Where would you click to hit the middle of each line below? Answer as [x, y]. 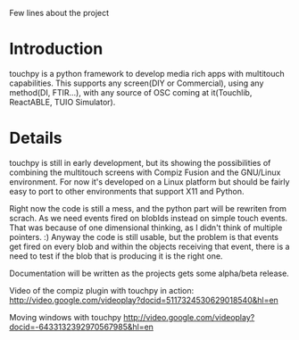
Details [36, 138]
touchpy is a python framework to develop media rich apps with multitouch [147, 73]
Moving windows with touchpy [66, 317]
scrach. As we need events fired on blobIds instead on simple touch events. [149, 218]
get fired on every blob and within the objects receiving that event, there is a [149, 246]
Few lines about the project [59, 13]
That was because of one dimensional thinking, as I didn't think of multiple [146, 228]
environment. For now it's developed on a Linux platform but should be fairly [149, 181]
